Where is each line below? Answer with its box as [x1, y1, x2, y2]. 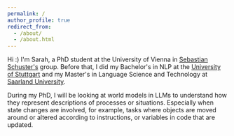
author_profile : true [7, 17, 71, 24]
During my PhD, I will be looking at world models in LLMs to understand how [7, 91, 228, 100]
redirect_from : [7, 23, 52, 30]
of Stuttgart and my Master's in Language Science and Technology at [7, 70, 208, 79]
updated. [7, 121, 34, 129]
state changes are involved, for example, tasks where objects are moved [7, 106, 217, 114]
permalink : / [7, 10, 46, 17]
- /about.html [13, 36, 55, 43]
